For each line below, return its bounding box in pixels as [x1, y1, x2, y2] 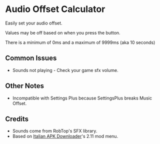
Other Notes [5, 81, 44, 90]
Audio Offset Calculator [5, 3, 105, 15]
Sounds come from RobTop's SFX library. [12, 128, 97, 134]
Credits [5, 114, 29, 123]
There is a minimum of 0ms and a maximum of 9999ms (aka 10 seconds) [5, 39, 155, 45]
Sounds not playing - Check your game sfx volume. [12, 67, 118, 73]
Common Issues [5, 54, 57, 62]
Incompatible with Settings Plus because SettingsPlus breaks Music [12, 95, 152, 101]
